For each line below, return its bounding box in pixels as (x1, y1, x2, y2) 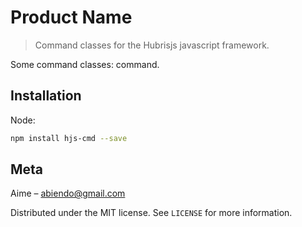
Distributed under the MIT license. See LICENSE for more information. (10, 207, 293, 219)
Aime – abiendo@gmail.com (10, 187, 126, 200)
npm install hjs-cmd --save (10, 133, 128, 143)
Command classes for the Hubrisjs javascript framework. (34, 39, 270, 51)
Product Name (10, 6, 133, 29)
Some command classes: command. (10, 58, 160, 70)
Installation (10, 87, 82, 105)
